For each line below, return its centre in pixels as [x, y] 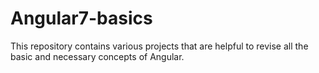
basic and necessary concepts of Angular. [97, 56]
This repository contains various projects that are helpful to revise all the [159, 46]
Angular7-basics [81, 18]
